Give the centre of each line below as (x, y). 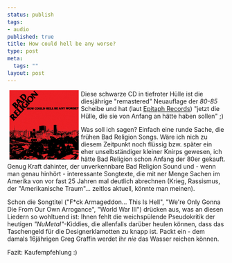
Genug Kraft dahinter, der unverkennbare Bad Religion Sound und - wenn (111, 166)
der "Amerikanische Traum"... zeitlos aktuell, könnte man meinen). (101, 188)
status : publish (30, 15)
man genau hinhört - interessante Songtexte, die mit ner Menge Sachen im (114, 173)
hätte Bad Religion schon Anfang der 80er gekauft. (153, 159)
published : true (30, 37)
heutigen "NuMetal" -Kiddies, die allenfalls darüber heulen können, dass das (116, 224)
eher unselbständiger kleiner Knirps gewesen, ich (152, 151)
